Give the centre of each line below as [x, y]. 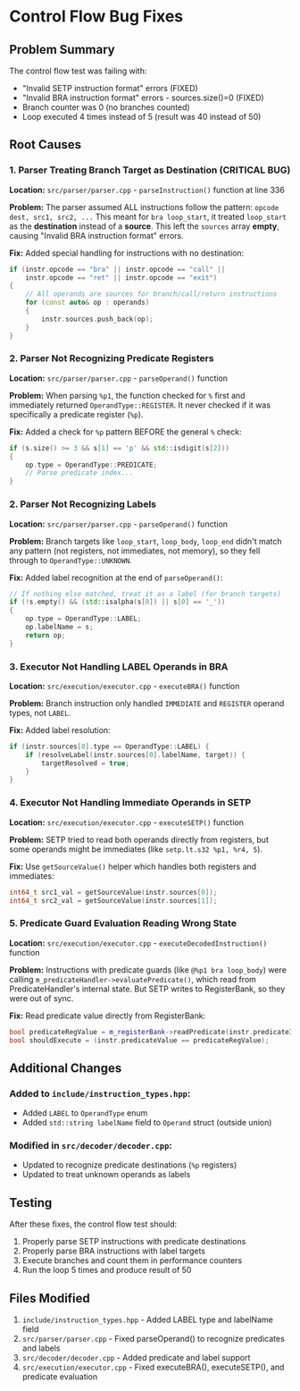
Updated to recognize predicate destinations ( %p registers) [129, 1165]
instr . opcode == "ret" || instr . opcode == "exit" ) [121, 278]
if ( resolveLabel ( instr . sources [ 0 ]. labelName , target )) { [135, 755]
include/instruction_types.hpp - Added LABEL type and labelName [148, 1319]
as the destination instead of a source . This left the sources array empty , [144, 226]
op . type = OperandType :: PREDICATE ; [92, 465]
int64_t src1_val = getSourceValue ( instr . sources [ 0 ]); [113, 892]
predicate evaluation [60, 1377]
